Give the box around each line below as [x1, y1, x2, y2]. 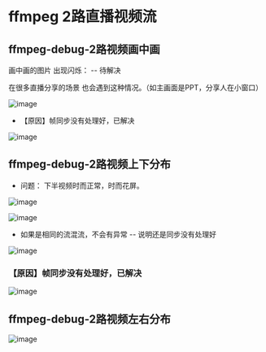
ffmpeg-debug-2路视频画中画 [8, 42, 160, 56]
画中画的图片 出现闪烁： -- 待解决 [8, 66, 121, 75]
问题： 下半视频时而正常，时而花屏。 [20, 180, 144, 190]
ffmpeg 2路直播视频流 [8, 7, 157, 26]
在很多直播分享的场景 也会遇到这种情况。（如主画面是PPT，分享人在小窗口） [8, 83, 263, 92]
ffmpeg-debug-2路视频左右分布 [8, 312, 171, 326]
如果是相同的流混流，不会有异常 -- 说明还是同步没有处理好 [20, 229, 217, 239]
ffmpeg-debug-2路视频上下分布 [8, 158, 171, 172]
